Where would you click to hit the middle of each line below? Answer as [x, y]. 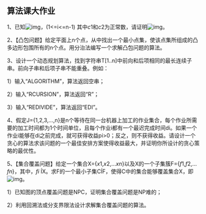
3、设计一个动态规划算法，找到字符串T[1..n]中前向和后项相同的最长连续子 [99, 61]
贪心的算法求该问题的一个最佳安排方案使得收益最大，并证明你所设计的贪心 [101, 143]
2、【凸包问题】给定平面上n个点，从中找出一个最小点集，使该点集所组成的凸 [102, 40]
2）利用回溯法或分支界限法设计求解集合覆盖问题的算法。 [78, 205]
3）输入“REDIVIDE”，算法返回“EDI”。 [54, 107]
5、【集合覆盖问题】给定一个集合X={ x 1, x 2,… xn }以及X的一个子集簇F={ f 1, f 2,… [102, 163]
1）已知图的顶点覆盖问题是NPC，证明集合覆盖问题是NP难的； [84, 192]
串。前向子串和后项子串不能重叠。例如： [58, 68]
